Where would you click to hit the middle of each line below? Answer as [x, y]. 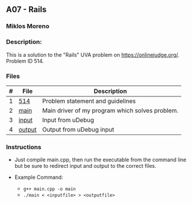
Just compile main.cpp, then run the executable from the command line [100, 160]
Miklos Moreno [28, 26]
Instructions [24, 147]
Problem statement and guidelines [89, 101]
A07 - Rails [26, 10]
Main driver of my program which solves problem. [111, 110]
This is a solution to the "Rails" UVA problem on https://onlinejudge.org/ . [93, 54]
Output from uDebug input [78, 129]
